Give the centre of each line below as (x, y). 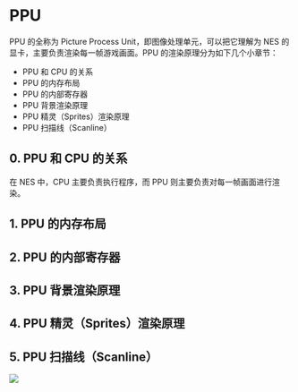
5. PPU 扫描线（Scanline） (84, 357)
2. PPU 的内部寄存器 (65, 257)
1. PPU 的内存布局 (58, 224)
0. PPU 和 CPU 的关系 (68, 159)
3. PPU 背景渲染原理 (65, 290)
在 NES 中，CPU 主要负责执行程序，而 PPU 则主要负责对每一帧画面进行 (141, 182)
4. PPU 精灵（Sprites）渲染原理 (97, 324)
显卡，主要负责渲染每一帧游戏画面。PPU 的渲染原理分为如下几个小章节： (144, 52)
